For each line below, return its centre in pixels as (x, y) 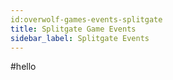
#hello (23, 67)
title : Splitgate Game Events (73, 29)
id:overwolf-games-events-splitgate (86, 19)
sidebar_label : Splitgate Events (80, 38)
